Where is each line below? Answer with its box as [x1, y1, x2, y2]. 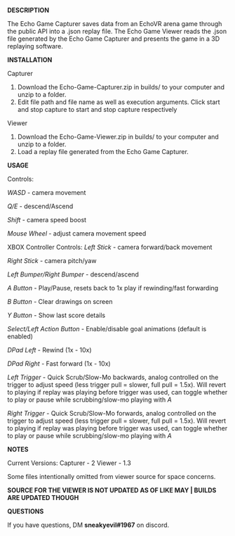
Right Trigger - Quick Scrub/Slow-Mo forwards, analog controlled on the [7, 409, 217, 417]
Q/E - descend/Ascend [7, 202, 74, 210]
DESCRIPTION [7, 6, 50, 14]
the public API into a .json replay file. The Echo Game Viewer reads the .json [7, 27, 227, 35]
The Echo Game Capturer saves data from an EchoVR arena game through [7, 20, 222, 27]
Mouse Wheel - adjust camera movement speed [7, 229, 147, 238]
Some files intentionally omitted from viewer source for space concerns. [7, 473, 216, 480]
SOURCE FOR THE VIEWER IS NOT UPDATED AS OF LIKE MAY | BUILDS [7, 486, 217, 494]
